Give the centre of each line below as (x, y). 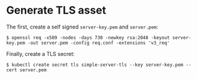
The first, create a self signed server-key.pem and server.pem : (82, 27)
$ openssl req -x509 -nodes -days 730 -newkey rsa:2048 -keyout (88, 37)
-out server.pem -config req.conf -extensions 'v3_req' (99, 43)
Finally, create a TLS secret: (40, 53)
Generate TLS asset (56, 10)
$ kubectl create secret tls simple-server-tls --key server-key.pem (95, 65)
